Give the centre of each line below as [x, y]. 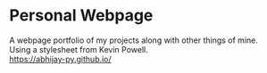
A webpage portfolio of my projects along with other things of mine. [134, 40]
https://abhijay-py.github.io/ [60, 59]
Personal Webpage [81, 16]
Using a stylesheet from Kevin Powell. [79, 49]
